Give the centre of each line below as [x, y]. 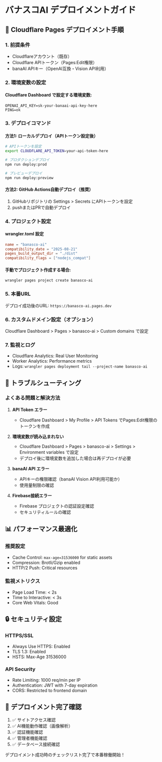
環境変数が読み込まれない [38, 437]
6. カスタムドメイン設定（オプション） [51, 320]
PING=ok [13, 110]
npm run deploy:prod [26, 164]
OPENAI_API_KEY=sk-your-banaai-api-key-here [51, 106]
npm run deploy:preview [29, 178]
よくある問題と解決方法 [33, 398]
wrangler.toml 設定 [24, 234]
